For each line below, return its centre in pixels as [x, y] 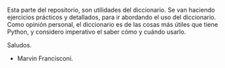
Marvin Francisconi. [45, 58]
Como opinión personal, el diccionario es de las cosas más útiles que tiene [113, 24]
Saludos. [20, 45]
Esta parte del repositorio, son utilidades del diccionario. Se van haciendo [111, 10]
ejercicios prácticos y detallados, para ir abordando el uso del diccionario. [112, 17]
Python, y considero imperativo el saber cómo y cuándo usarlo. [97, 32]
